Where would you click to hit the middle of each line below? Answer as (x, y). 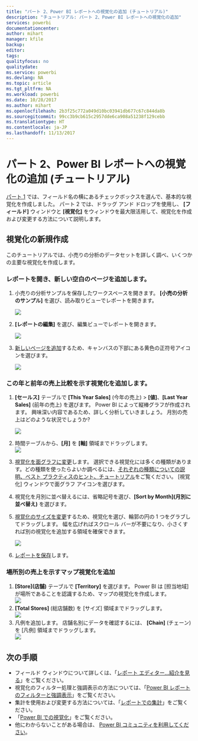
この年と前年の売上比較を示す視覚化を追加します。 (78, 383)
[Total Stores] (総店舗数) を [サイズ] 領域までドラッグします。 (90, 608)
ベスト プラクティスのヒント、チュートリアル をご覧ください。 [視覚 (108, 477)
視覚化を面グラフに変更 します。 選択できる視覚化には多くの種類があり (101, 462)
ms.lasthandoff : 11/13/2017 (41, 133)
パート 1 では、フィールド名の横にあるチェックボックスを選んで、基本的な (96, 196)
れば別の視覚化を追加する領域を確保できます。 (72, 532)
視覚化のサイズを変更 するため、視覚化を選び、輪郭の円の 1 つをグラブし (103, 517)
